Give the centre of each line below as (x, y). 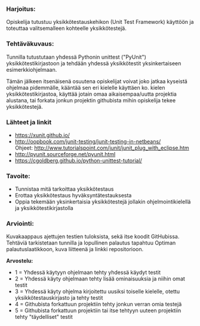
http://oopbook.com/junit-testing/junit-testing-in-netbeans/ (88, 141)
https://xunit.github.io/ (42, 135)
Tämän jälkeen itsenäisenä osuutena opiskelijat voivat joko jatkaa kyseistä (97, 81)
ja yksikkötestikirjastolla (44, 208)
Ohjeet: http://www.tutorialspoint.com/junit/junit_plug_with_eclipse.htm (102, 148)
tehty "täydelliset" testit (44, 317)
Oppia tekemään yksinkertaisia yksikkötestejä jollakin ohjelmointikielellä (103, 202)
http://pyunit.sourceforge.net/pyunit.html (65, 154)
